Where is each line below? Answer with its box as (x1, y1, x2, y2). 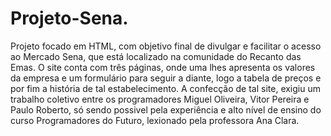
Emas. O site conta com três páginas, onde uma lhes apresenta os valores (10, 61, 316, 73)
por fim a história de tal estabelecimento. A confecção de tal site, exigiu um (10, 82, 321, 94)
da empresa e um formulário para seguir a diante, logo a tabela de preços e (10, 72, 322, 84)
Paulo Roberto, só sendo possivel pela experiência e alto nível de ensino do (10, 103, 322, 116)
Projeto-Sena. (10, 7, 129, 30)
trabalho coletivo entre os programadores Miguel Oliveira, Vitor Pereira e (10, 93, 310, 105)
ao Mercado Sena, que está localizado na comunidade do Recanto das (10, 50, 302, 62)
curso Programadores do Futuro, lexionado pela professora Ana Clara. (10, 114, 300, 126)
